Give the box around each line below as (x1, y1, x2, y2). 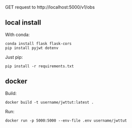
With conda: (5, 32, 30, 38)
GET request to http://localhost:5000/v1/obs (5, 4, 95, 10)
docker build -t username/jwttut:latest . (5, 100, 94, 105)
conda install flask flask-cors (5, 41, 72, 46)
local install (5, 18, 41, 27)
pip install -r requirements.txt (5, 64, 74, 69)
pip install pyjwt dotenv (5, 45, 58, 50)
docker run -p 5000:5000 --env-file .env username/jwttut (5, 118, 127, 123)
